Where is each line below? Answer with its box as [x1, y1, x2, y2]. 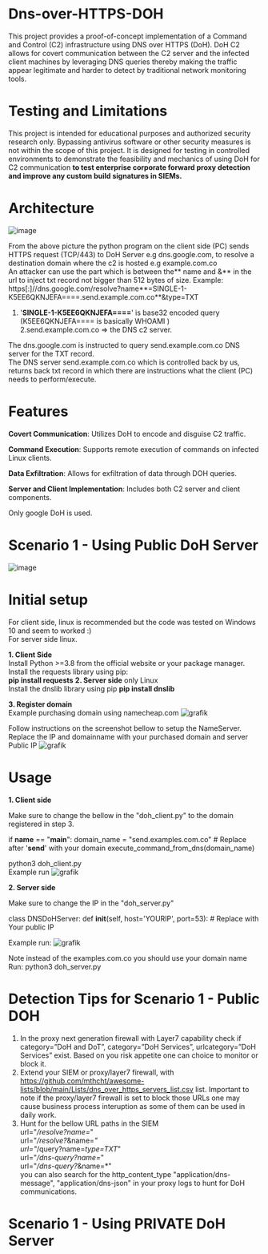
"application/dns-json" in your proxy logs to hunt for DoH [56, 1178, 246, 1187]
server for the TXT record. [8, 349, 94, 358]
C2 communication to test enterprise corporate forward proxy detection [8, 162, 250, 172]
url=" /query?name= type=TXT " [19, 1143, 122, 1154]
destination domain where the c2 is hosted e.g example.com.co [8, 258, 218, 268]
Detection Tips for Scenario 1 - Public [8, 990, 260, 1008]
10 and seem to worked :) [8, 626, 92, 635]
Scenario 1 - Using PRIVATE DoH [8, 1215, 226, 1232]
